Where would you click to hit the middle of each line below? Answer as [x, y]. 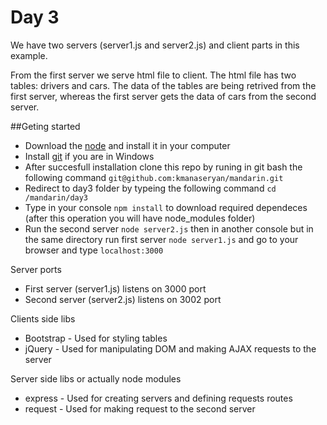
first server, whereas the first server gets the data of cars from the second [163, 96]
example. [29, 55]
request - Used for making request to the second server [140, 408]
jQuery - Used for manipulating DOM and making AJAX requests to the [170, 348]
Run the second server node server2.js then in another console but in [169, 228]
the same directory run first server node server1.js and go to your [161, 239]
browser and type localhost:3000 [94, 250]
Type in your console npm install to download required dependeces [166, 207]
